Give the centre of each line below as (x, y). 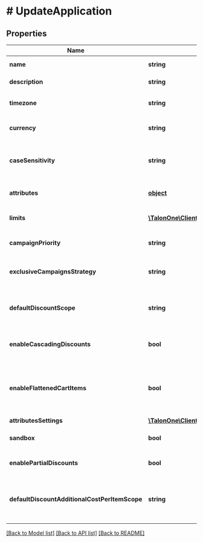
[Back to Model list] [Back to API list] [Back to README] (76, 533)
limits (18, 218)
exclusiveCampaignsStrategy (53, 272)
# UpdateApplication (59, 11)
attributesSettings (36, 420)
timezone (23, 103)
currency (23, 128)
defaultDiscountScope (42, 308)
